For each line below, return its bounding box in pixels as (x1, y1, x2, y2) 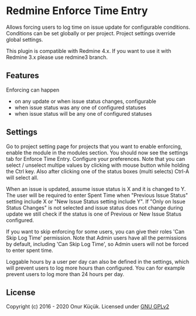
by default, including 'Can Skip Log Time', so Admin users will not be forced (6, 240, 189, 247)
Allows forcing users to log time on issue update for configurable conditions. (6, 23, 190, 31)
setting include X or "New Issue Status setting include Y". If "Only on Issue (6, 198, 185, 205)
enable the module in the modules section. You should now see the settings (6, 149, 188, 156)
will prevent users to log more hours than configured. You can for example (6, 264, 185, 271)
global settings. (6, 36, 43, 43)
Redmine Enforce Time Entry (6, 4, 148, 18)
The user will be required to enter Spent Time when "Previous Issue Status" (6, 191, 188, 199)
